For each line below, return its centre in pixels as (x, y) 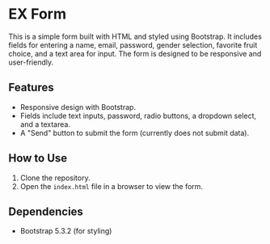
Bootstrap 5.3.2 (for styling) (66, 231)
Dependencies (46, 211)
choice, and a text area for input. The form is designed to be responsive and (135, 53)
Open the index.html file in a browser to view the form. (112, 186)
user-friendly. (31, 62)
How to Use (38, 158)
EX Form (38, 14)
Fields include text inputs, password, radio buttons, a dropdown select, (138, 116)
